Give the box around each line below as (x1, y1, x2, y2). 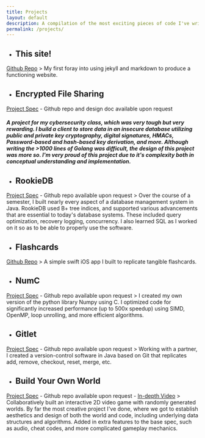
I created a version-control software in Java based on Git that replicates (6, 351, 187, 359)
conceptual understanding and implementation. (6, 158, 131, 165)
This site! (15, 48, 52, 59)
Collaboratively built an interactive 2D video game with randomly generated (6, 398, 196, 406)
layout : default (6, 15, 48, 21)
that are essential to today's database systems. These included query (6, 211, 181, 218)
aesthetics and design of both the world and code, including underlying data (6, 411, 198, 418)
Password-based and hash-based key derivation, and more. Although (6, 138, 189, 146)
